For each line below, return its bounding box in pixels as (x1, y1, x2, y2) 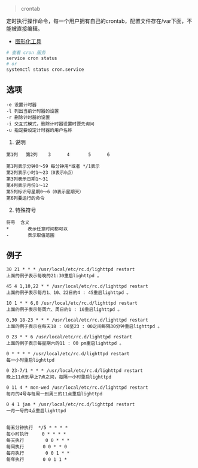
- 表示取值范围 (6, 232, 55, 239)
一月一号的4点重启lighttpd (6, 408, 66, 414)
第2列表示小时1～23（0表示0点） (6, 170, 76, 176)
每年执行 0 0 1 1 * (6, 457, 68, 463)
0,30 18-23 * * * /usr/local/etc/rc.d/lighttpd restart (6, 317, 148, 323)
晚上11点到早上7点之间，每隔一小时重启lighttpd (6, 374, 112, 380)
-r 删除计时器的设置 (6, 115, 50, 121)
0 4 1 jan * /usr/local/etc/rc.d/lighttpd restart (6, 401, 135, 407)
